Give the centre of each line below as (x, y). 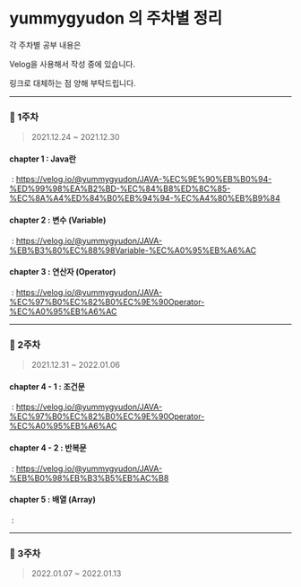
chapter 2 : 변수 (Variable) (58, 220)
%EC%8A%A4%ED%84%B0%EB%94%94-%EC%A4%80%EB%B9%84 (145, 198)
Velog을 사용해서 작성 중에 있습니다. (73, 64)
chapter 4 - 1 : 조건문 (47, 386)
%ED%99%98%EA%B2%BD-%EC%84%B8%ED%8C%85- (120, 188)
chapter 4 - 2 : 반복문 (48, 447)
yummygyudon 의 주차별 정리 (116, 18)
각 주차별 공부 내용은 (45, 45)
